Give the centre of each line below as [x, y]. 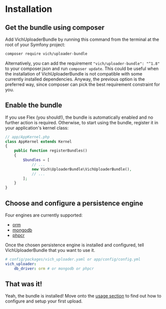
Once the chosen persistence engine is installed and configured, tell [75, 245]
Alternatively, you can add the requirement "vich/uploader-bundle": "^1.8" [83, 63]
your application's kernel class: [37, 128]
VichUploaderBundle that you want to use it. [50, 250]
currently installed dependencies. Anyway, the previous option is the [75, 79]
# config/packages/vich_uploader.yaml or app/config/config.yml [73, 259]
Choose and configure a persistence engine [74, 203]
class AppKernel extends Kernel [38, 142]
